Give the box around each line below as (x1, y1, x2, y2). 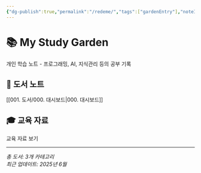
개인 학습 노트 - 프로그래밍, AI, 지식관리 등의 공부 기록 (6, 60, 132, 67)
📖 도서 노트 (6, 79, 45, 89)
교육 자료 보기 (6, 135, 39, 142)
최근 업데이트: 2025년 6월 (6, 160, 67, 168)
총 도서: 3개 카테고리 (6, 153, 54, 160)
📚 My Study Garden (6, 35, 109, 49)
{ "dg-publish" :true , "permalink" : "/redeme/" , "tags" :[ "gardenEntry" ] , (6, 8, 181, 15)
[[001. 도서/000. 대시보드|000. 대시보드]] (6, 96, 103, 103)
